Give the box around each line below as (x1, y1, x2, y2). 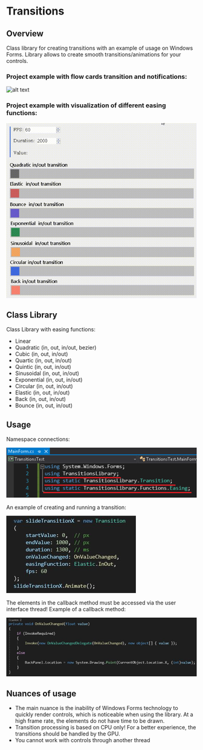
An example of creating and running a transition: (6, 504, 127, 511)
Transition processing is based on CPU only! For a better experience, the (14, 723, 196, 731)
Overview (6, 28, 44, 39)
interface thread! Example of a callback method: (6, 606, 126, 613)
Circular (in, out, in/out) (14, 383, 74, 390)
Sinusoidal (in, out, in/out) (14, 370, 80, 377)
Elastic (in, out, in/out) (14, 389, 70, 396)
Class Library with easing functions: (6, 326, 95, 333)
